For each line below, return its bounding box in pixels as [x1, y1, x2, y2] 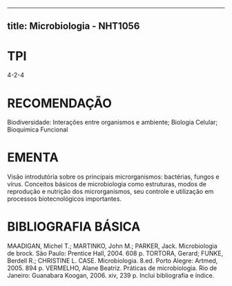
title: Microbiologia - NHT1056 [7, 20, 140, 32]
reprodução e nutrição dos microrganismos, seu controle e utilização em [7, 188, 214, 196]
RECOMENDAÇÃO [7, 95, 113, 111]
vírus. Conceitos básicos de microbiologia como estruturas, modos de [7, 180, 207, 188]
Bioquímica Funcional [7, 125, 68, 134]
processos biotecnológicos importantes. [7, 195, 122, 203]
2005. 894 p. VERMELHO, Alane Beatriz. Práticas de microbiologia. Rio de [7, 264, 217, 272]
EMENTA [7, 150, 59, 166]
